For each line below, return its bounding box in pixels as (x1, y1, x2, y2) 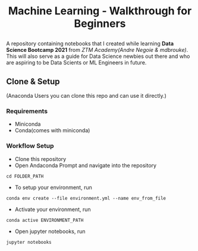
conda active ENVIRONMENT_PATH (6, 217, 84, 223)
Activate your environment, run (14, 206, 91, 213)
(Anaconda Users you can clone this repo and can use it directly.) (6, 92, 166, 99)
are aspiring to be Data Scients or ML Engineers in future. (6, 59, 147, 66)
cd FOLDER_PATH (6, 173, 44, 179)
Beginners (74, 17, 126, 30)
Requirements (6, 107, 48, 115)
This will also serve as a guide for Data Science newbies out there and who (6, 52, 190, 60)
